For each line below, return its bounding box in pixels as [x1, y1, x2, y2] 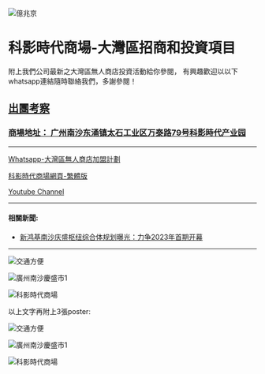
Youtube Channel [8, 186, 65, 196]
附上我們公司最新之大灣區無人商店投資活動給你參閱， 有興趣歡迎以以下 [8, 66, 238, 76]
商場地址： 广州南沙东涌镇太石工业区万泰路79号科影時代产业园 [8, 127, 246, 138]
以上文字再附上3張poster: [8, 306, 91, 316]
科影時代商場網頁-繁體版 [8, 170, 88, 181]
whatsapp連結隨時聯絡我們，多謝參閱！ [8, 76, 137, 86]
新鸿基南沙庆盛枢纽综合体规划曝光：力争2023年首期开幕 [19, 232, 203, 241]
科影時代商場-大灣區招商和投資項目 [8, 39, 237, 57]
